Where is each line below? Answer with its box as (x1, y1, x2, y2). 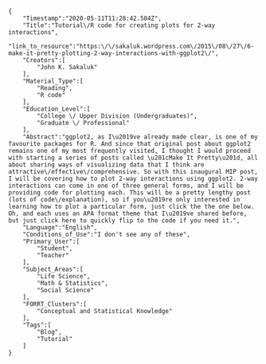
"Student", (37, 245, 73, 252)
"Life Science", (37, 272, 91, 280)
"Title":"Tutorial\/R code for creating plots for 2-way (22, 22, 216, 29)
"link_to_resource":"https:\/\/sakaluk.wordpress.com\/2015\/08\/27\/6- (8, 42, 255, 50)
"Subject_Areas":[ (22, 265, 84, 273)
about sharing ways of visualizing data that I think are (8, 161, 205, 169)
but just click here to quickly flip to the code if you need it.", (8, 217, 241, 225)
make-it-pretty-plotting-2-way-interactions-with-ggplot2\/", (8, 49, 219, 57)
